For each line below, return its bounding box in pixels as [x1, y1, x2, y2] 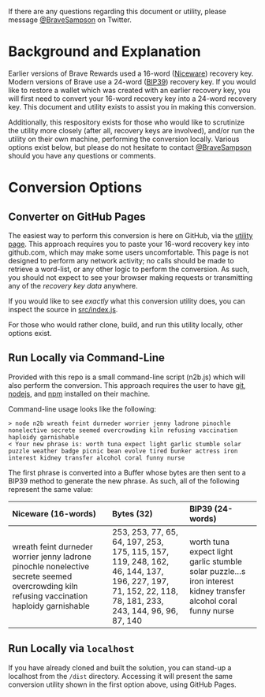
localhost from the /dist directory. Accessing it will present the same [8, 671, 233, 680]
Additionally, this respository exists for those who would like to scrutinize [8, 117, 245, 127]
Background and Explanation [8, 43, 201, 61]
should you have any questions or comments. [8, 151, 156, 160]
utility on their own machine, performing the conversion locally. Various [8, 134, 240, 143]
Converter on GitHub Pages [8, 210, 146, 223]
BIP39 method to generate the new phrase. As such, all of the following [8, 476, 240, 486]
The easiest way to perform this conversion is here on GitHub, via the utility [8, 230, 253, 240]
